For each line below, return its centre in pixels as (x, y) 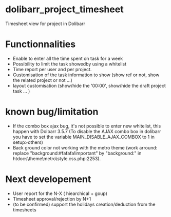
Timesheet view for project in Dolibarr (45, 24)
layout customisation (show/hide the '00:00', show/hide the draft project (89, 85)
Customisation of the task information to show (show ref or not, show (86, 75)
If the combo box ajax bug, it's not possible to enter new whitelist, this (87, 126)
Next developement (48, 179)
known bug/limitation (52, 112)
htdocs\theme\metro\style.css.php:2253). (57, 158)
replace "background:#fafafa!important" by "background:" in (77, 153)
